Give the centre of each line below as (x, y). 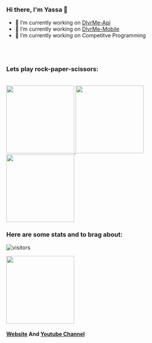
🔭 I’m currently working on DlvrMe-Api (63, 23)
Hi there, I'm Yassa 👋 (37, 10)
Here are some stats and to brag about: (65, 234)
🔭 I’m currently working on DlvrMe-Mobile (67, 29)
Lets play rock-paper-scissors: (52, 69)
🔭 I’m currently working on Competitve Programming (80, 36)
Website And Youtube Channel (46, 334)
